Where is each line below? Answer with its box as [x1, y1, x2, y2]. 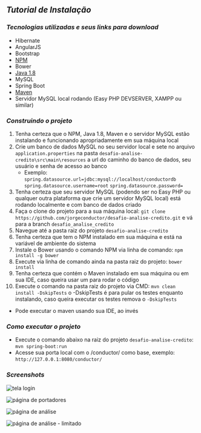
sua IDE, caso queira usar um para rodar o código [15, 276, 139, 283]
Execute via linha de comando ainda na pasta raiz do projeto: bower [15, 258, 183, 265]
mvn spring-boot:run [15, 344, 67, 350]
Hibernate [15, 36, 41, 44]
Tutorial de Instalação [6, 5, 91, 15]
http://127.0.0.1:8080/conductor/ [15, 357, 102, 363]
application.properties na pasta [15, 149, 98, 156]
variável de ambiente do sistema [15, 240, 96, 247]
